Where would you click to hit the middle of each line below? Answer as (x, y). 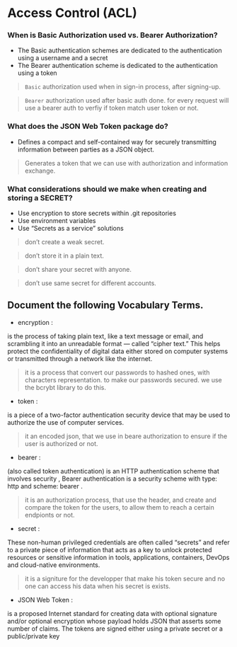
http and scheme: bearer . (45, 486)
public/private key (34, 636)
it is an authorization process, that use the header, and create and (121, 500)
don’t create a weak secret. (64, 242)
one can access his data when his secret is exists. (98, 586)
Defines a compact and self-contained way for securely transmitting (117, 142)
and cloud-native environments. (54, 565)
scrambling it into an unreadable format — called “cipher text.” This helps (114, 343)
